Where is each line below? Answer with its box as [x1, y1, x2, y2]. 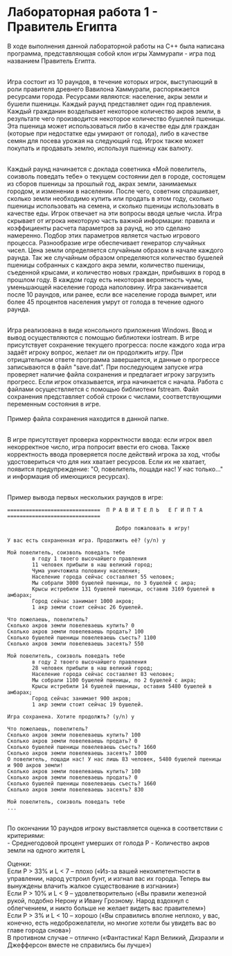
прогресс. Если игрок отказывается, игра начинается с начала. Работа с [7, 377, 224, 386]
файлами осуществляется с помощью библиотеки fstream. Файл [7, 385, 199, 393]
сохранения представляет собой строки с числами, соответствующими [7, 392, 222, 400]
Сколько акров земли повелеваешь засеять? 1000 [7, 750, 148, 757]
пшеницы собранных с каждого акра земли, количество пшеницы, [7, 261, 206, 269]
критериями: [7, 831, 45, 839]
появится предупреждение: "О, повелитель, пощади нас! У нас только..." [7, 465, 224, 473]
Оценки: [7, 859, 32, 868]
